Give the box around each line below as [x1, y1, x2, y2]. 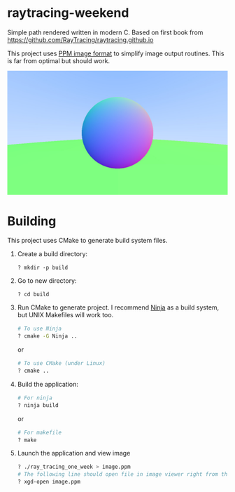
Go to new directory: [17, 277, 77, 285]
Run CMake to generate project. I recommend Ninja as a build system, [17, 303, 220, 312]
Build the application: [17, 380, 78, 388]
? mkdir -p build [17, 265, 69, 272]
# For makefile [17, 429, 62, 436]
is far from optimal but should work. [7, 56, 111, 65]
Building [7, 213, 57, 229]
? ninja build [17, 401, 59, 408]
